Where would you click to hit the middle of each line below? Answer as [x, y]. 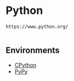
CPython [25, 65]
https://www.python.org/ [37, 27]
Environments [33, 50]
